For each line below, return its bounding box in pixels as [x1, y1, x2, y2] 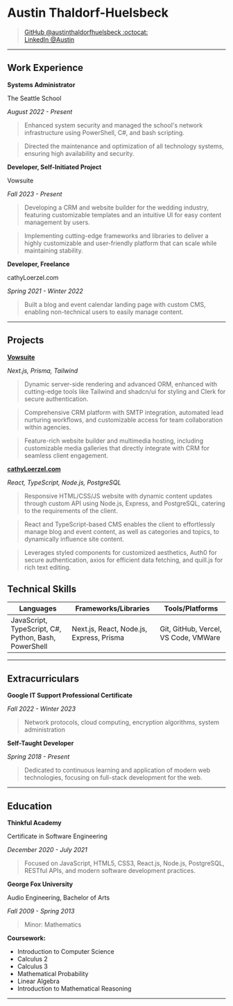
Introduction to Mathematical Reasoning [17, 984, 132, 993]
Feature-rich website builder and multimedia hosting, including [24, 437, 203, 445]
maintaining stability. [24, 246, 83, 255]
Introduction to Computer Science [17, 948, 114, 955]
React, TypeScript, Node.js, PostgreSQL [7, 478, 121, 487]
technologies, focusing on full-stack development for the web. [24, 773, 202, 782]
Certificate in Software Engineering [7, 832, 107, 840]
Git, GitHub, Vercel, [159, 624, 222, 634]
